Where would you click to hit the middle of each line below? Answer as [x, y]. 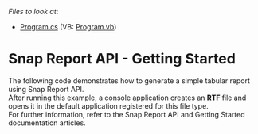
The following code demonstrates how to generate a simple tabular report [129, 80]
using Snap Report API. [46, 89]
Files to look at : [33, 11]
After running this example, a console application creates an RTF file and [127, 98]
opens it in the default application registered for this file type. [108, 105]
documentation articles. [47, 123]
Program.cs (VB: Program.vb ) [68, 27]
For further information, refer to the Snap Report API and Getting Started [127, 114]
